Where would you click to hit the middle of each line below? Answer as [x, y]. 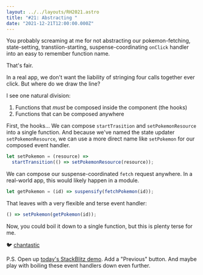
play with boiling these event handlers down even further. [78, 265]
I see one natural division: [39, 96]
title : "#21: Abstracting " [42, 18]
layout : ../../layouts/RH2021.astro [53, 12]
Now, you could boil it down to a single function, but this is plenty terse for [100, 226]
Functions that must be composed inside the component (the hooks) [101, 108]
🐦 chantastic [23, 244]
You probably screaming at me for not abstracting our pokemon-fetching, [98, 41]
